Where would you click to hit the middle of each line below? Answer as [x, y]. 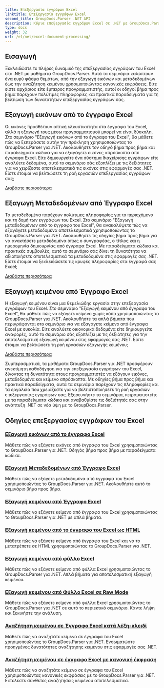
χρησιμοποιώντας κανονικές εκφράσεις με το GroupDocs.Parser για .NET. [80, 675]
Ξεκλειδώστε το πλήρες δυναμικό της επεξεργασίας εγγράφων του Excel [80, 68]
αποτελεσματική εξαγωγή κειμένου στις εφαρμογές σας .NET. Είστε [74, 340]
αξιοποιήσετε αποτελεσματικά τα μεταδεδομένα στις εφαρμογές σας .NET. [82, 256]
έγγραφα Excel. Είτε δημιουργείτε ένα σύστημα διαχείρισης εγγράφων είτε [82, 158]
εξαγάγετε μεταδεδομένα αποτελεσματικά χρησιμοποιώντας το [70, 230]
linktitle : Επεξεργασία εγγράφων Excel [46, 14]
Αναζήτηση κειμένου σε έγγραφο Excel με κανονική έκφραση [81, 659]
